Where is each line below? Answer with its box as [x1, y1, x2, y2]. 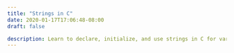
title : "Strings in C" [7, 10, 73, 17]
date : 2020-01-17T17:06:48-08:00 [7, 17, 104, 23]
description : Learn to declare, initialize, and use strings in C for [7, 35, 217, 42]
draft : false [7, 23, 45, 30]
